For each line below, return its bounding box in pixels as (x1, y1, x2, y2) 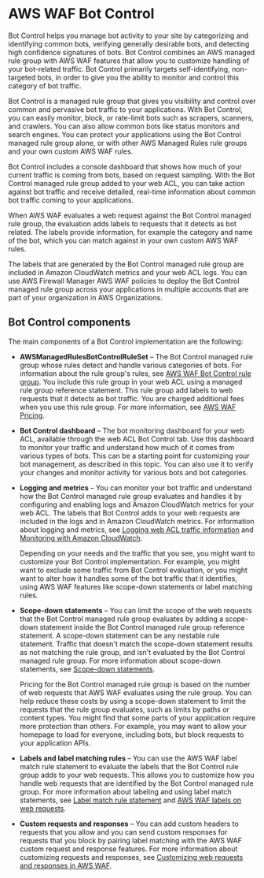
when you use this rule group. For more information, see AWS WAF (19, 402, 236, 411)
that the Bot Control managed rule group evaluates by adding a (19, 614, 224, 623)
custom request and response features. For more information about (19, 844, 238, 854)
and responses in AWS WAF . (19, 861, 112, 870)
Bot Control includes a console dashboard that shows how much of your (8, 162, 242, 171)
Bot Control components (8, 316, 131, 329)
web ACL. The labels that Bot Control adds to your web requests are (19, 508, 240, 517)
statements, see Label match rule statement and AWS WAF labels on (19, 795, 242, 805)
